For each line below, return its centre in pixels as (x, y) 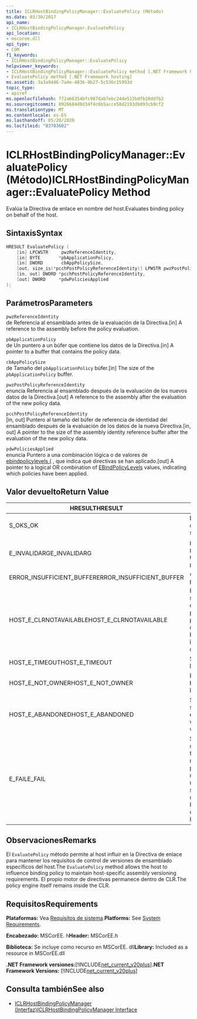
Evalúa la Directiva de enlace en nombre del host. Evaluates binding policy (95, 208)
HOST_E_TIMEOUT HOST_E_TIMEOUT (61, 663)
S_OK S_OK (24, 525)
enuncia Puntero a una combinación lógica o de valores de (77, 454)
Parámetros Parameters (50, 303)
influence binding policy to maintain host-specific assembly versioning (91, 873)
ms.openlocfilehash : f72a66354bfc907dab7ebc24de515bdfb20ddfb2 (85, 98)
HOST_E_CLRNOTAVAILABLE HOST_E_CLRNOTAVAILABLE (89, 620)
